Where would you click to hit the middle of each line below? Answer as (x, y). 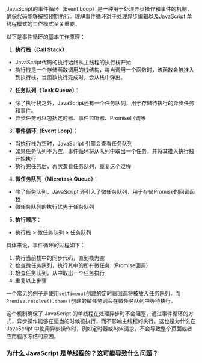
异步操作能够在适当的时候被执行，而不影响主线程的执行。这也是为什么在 (106, 321)
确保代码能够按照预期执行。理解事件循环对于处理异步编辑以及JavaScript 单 (99, 16)
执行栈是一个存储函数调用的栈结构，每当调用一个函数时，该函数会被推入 (104, 70)
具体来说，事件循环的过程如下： (46, 245)
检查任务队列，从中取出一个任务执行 (60, 273)
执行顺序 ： (28, 219)
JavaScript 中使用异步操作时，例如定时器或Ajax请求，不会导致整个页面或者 (99, 329)
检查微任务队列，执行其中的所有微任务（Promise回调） (83, 265)
